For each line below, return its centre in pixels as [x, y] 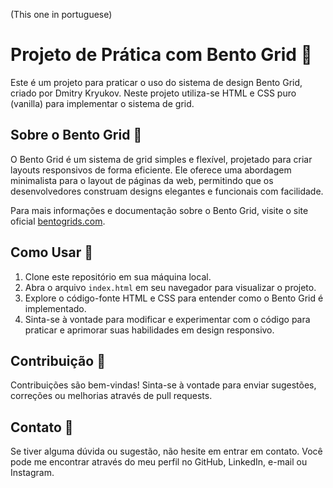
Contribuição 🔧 [58, 360]
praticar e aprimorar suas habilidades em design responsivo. [149, 330]
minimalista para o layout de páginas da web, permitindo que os [142, 180]
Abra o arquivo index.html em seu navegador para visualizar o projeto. [170, 287]
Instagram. [32, 473]
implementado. [55, 308]
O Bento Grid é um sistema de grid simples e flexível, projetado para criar [161, 159]
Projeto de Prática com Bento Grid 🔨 [161, 55]
